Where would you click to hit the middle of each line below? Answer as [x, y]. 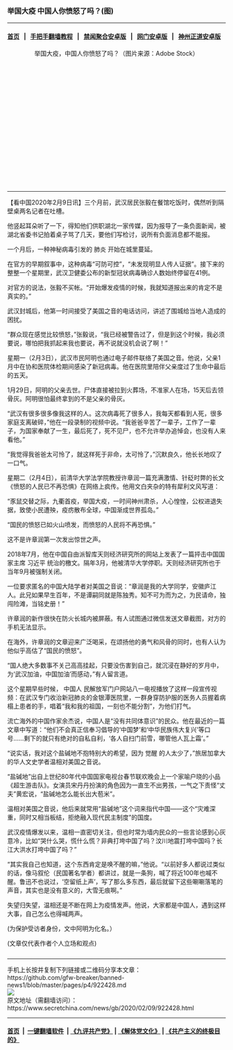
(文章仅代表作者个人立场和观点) [52, 943]
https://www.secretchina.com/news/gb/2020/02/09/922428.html [101, 1008]
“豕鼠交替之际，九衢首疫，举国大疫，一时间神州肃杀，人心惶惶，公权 [106, 501]
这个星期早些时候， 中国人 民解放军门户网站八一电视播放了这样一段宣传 [109, 689]
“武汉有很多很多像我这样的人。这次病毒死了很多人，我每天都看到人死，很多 [115, 413]
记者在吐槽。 [49, 211]
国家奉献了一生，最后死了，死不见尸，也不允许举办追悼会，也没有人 [122, 430]
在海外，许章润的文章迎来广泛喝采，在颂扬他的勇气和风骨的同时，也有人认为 [116, 641]
